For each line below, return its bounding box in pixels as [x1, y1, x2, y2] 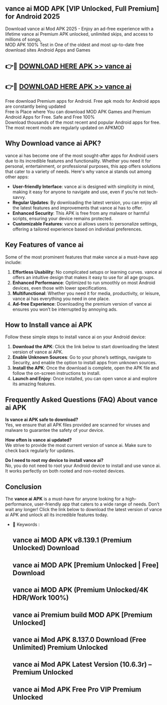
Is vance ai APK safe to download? [5, 416, 78, 423]
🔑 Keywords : [12, 522, 40, 528]
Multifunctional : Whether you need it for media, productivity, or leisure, [12, 290, 160, 296]
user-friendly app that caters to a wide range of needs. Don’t [34, 501, 160, 507]
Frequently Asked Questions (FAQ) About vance [5, 395, 158, 404]
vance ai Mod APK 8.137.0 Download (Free [12, 635, 146, 644]
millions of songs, [5, 36, 41, 42]
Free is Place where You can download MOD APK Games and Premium [5, 109, 151, 115]
